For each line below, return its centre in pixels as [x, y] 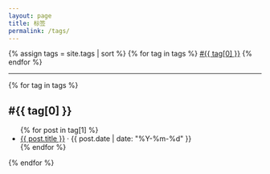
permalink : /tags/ [39, 31]
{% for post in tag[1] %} [59, 130]
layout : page [30, 16]
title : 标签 [27, 23]
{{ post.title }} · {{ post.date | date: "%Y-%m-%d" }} [106, 139]
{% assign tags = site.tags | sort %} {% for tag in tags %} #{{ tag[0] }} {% [131, 54]
